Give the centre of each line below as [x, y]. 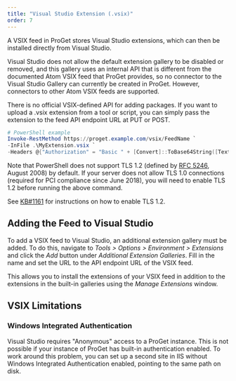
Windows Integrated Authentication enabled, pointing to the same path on [114, 363]
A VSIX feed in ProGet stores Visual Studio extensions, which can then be [113, 40]
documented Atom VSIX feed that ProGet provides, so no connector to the [115, 76]
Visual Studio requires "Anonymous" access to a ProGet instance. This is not [118, 341]
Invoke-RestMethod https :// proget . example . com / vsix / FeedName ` [102, 139]
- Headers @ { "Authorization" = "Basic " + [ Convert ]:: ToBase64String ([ [113, 152]
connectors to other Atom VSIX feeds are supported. [84, 91]
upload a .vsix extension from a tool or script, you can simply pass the [109, 112]
